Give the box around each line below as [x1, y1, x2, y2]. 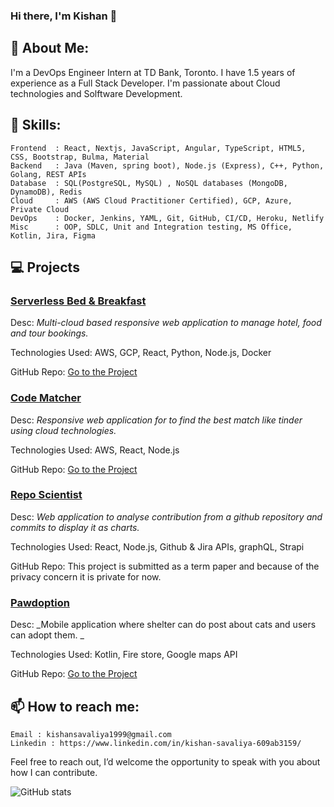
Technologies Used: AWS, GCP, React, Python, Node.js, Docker [10, 347, 272, 359]
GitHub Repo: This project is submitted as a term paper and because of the [10, 560, 320, 572]
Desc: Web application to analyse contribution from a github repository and [10, 510, 323, 523]
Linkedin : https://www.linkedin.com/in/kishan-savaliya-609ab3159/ [10, 738, 302, 748]
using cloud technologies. [10, 424, 117, 436]
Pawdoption [10, 595, 70, 609]
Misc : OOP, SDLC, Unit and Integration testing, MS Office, [10, 222, 293, 232]
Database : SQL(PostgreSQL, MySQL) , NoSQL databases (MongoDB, [10, 178, 288, 188]
